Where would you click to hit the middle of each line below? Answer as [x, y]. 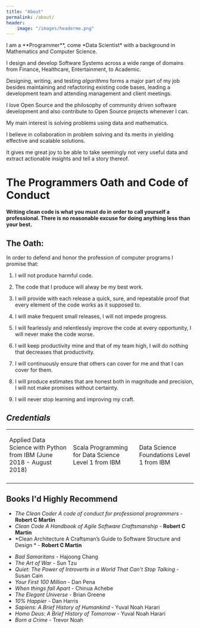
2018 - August [30, 462]
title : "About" [25, 12]
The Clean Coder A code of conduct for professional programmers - [99, 513]
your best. [19, 224]
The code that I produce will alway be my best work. [79, 287]
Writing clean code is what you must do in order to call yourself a [88, 212]
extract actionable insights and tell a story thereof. [68, 159]
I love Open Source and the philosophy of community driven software [91, 105]
